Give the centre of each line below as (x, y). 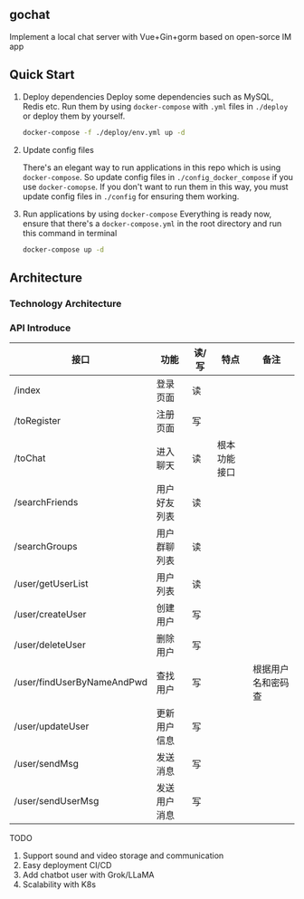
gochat (30, 15)
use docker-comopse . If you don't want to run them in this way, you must (155, 186)
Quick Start (42, 75)
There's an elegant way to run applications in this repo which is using (152, 167)
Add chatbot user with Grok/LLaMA (89, 875)
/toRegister (38, 420)
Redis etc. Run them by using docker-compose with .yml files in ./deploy (155, 106)
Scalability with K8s (59, 884)
